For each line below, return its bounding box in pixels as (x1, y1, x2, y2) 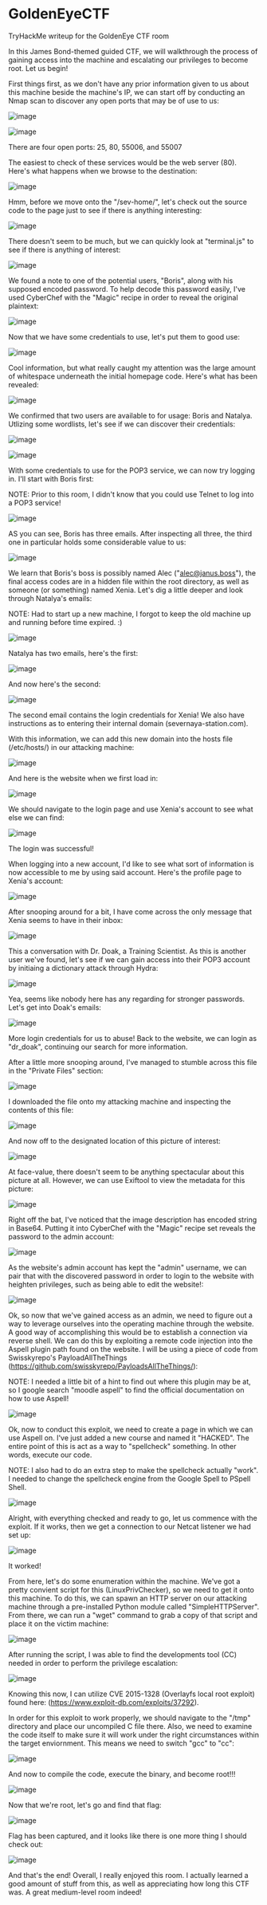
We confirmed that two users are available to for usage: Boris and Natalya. (8, 410, 253, 420)
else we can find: (8, 812, 65, 822)
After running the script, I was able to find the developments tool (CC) (8, 1649, 238, 1659)
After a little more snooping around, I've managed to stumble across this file (8, 1057, 257, 1066)
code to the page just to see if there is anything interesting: (8, 205, 202, 215)
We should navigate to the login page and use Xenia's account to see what (8, 804, 253, 814)
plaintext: (8, 300, 39, 311)
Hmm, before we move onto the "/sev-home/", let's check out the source (8, 197, 247, 206)
